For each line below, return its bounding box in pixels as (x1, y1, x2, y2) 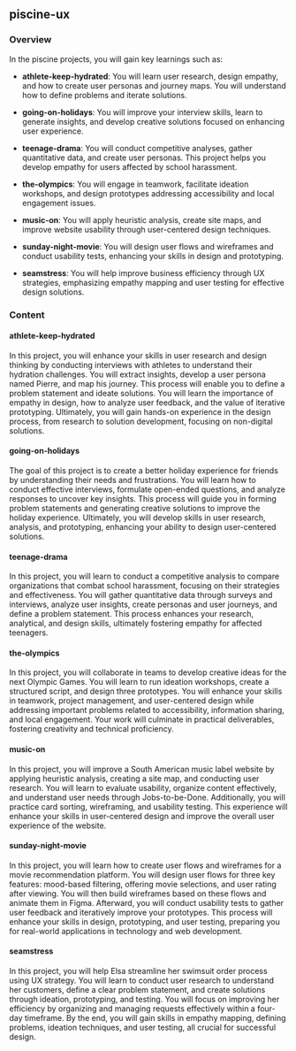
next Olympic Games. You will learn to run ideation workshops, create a (9, 677, 269, 687)
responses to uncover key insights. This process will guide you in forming (9, 494, 277, 504)
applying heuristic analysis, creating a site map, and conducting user (9, 773, 260, 784)
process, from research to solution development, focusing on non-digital (9, 416, 274, 426)
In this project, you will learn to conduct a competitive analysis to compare (9, 571, 280, 582)
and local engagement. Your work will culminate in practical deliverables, (9, 714, 275, 725)
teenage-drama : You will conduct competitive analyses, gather (21, 142, 254, 153)
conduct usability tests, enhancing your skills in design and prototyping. (21, 250, 285, 261)
